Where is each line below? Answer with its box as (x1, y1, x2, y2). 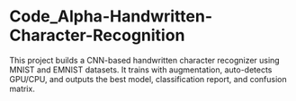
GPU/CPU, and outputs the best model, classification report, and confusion (9, 73, 287, 84)
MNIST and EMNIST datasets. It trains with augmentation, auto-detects (9, 64, 273, 75)
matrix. (9, 83, 36, 94)
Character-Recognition (9, 25, 185, 46)
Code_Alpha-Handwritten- (9, 6, 213, 27)
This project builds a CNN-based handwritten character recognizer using (9, 55, 281, 65)
